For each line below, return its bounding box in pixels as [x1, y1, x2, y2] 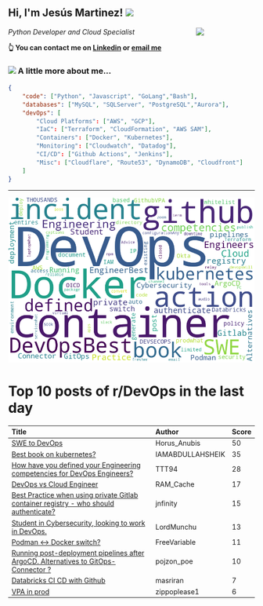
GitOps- [88, 557, 116, 566]
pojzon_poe [155, 557, 193, 566]
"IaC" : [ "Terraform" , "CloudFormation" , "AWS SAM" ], [36, 126, 212, 133]
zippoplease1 [155, 586, 200, 596]
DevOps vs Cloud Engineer [11, 480, 99, 489]
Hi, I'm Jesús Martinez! [8, 6, 124, 20]
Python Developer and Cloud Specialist [8, 27, 135, 36]
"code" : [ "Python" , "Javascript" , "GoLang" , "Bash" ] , [22, 92, 198, 100]
